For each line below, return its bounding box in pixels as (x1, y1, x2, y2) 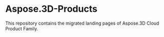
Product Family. (5, 25, 38, 31)
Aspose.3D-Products (5, 3, 97, 15)
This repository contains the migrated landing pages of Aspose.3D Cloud (5, 20, 159, 26)
